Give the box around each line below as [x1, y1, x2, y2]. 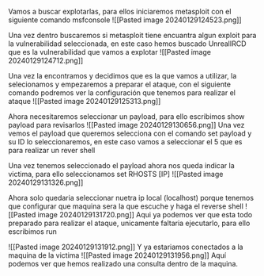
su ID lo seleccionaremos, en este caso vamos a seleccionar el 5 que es [8, 137, 243, 146]
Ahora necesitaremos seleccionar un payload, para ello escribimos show [8, 112, 245, 121]
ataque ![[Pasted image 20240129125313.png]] [8, 97, 161, 105]
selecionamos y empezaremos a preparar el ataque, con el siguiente [8, 79, 232, 89]
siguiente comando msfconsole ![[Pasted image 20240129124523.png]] [8, 15, 243, 25]
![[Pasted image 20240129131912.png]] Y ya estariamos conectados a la [8, 242, 243, 251]
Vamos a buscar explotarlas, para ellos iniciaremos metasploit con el [8, 7, 232, 16]
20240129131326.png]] [8, 178, 84, 187]
